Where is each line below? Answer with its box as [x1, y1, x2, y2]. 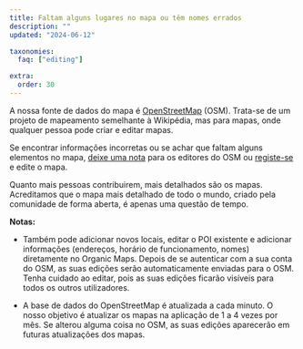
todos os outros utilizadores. [22, 282, 130, 293]
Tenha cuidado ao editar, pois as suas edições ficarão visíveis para [22, 272, 275, 283]
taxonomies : [9, 46, 55, 56]
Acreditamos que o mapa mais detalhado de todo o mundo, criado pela [9, 189, 276, 200]
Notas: [9, 216, 36, 227]
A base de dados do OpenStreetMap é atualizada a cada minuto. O [22, 300, 274, 311]
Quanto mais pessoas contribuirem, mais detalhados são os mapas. [9, 179, 264, 190]
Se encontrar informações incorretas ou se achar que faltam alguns [9, 142, 264, 153]
